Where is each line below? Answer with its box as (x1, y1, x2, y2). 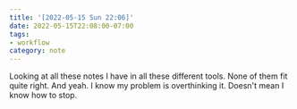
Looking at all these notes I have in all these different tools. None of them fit (9, 71, 288, 81)
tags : (9, 29, 30, 38)
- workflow (9, 38, 50, 47)
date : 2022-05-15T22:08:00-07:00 (9, 21, 134, 30)
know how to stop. (9, 90, 78, 101)
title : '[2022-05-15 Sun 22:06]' (9, 13, 134, 22)
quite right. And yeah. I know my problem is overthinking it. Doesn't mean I (9, 80, 284, 91)
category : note (9, 46, 66, 55)
